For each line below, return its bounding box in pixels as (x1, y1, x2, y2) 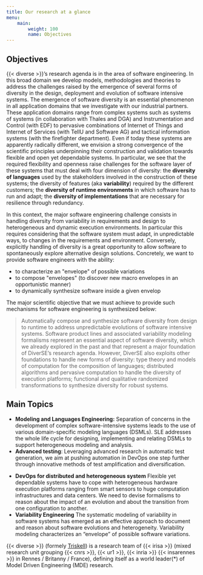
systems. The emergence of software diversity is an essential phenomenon (6, 95, 195, 103)
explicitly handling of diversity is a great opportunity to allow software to (6, 243, 187, 250)
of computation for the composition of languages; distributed (21, 362, 174, 369)
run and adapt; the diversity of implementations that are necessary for (6, 192, 185, 200)
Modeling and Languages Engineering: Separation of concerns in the (15, 415, 191, 423)
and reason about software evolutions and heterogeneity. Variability (15, 523, 185, 531)
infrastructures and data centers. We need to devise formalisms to (15, 491, 181, 498)
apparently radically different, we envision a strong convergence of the (6, 141, 184, 148)
